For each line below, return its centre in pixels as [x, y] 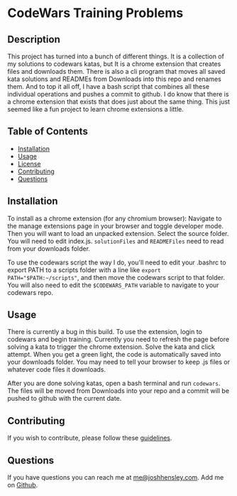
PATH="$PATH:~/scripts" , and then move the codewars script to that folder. [116, 277]
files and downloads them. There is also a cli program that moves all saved [116, 71]
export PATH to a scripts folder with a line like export [84, 270]
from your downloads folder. [49, 248]
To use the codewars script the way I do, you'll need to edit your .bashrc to [117, 262]
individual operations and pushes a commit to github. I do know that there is [118, 94]
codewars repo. [30, 292]
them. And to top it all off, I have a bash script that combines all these [109, 86]
